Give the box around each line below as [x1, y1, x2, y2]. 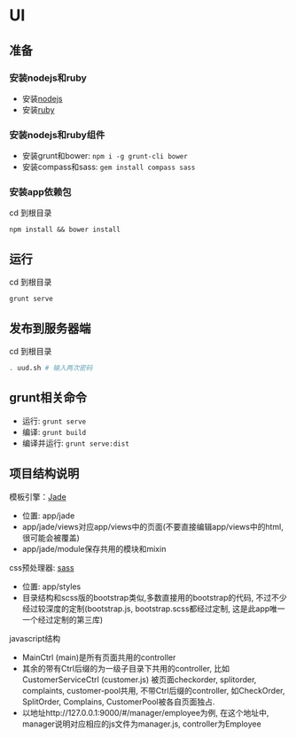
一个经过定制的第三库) [21, 614, 104, 625]
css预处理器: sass [9, 562, 74, 572]
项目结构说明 [9, 466, 80, 481]
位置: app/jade [21, 510, 75, 521]
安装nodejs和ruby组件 [9, 128, 105, 141]
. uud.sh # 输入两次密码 [9, 364, 93, 373]
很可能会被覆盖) [21, 532, 80, 543]
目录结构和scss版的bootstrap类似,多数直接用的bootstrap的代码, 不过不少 [21, 592, 287, 602]
